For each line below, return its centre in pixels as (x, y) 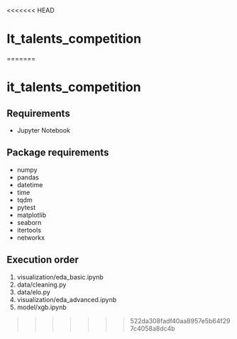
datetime (30, 184)
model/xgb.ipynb (42, 307)
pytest (26, 207)
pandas (28, 177)
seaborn (29, 222)
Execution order (43, 260)
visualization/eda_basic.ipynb (60, 277)
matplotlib (32, 215)
